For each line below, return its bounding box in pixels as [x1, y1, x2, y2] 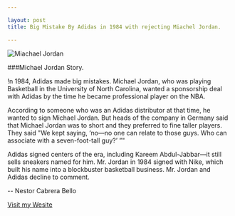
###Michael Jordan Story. [7, 63, 84, 71]
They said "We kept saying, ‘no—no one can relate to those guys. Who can [7, 128, 227, 137]
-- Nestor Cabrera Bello [7, 186, 77, 195]
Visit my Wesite [7, 200, 53, 209]
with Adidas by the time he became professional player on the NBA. [7, 92, 206, 101]
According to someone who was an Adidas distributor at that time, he [7, 106, 211, 114]
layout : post [7, 16, 46, 24]
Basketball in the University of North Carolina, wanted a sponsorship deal [7, 84, 222, 93]
